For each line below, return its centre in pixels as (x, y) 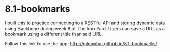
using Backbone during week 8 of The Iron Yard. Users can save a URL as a (85, 28)
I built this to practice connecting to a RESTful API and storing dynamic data (85, 23)
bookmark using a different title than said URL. (54, 34)
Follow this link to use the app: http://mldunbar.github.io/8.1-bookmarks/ (81, 43)
